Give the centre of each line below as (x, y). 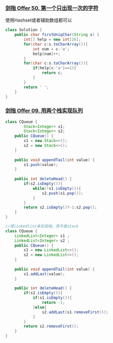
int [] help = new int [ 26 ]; (52, 39)
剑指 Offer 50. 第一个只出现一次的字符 (52, 8)
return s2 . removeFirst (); (51, 327)
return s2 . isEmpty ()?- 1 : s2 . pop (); (60, 208)
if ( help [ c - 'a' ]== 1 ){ (54, 68)
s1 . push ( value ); (41, 165)
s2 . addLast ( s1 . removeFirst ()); (75, 312)
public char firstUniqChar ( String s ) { (57, 35)
